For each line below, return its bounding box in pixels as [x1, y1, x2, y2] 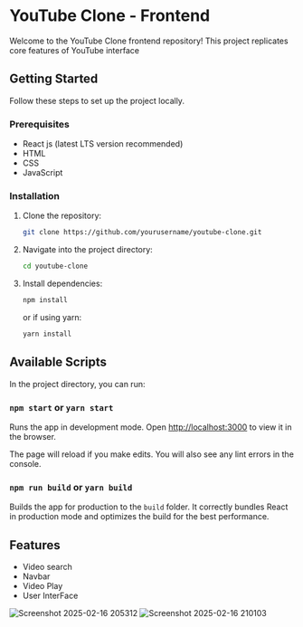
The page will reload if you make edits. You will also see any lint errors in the [9, 449, 294, 460]
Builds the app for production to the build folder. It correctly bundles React [9, 501, 289, 512]
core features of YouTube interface [9, 44, 140, 55]
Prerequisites [9, 118, 70, 130]
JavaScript [22, 167, 63, 178]
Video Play [22, 581, 63, 592]
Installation [9, 189, 61, 202]
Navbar [22, 571, 51, 582]
